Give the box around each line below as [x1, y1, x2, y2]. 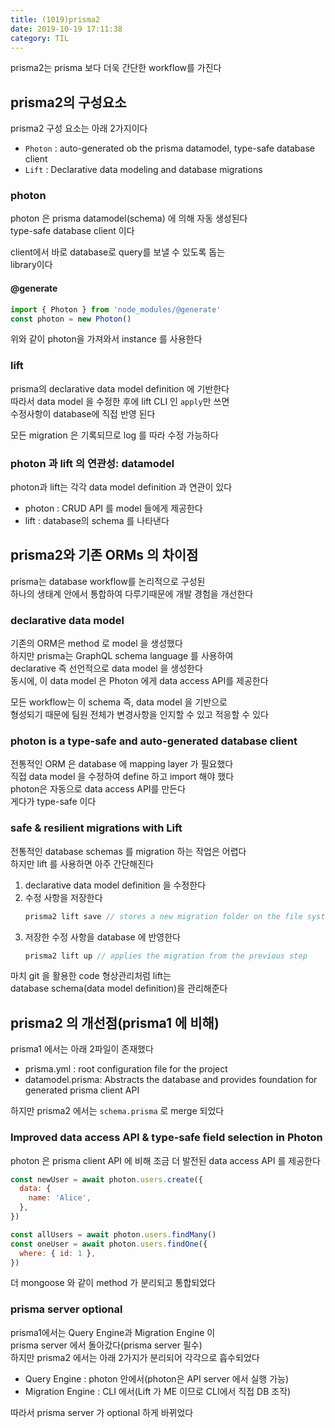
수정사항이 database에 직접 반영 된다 [10, 407, 156, 420]
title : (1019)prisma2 [10, 14, 101, 25]
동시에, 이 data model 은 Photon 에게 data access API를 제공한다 [10, 675, 269, 687]
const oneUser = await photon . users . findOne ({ [10, 1239, 208, 1249]
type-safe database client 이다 [10, 225, 135, 237]
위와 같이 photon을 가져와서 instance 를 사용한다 [10, 333, 203, 345]
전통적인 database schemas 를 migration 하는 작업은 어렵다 [10, 845, 247, 857]
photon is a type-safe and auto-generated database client [10, 734, 298, 748]
